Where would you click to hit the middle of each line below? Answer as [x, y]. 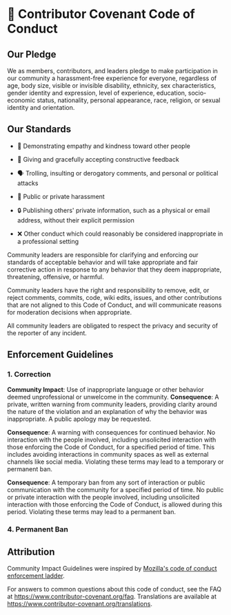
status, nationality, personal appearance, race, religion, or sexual [129, 100]
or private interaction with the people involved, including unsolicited [103, 497]
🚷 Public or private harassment [61, 196]
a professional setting [48, 241]
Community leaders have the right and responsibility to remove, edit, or [108, 290]
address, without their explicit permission [76, 220]
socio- [197, 93]
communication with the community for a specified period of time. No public [115, 489]
